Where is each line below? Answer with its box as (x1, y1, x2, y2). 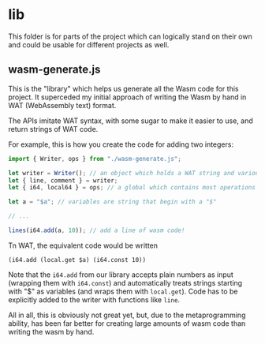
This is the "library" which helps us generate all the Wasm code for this (8, 84, 239, 93)
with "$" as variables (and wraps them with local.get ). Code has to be (8, 286, 238, 296)
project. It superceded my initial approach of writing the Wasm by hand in (8, 92, 247, 102)
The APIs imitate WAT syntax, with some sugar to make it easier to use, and (8, 116, 254, 125)
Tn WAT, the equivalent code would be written (8, 241, 159, 250)
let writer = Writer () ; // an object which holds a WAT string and (8, 169, 235, 177)
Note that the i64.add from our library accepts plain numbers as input (8, 270, 234, 279)
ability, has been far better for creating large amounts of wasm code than (8, 318, 246, 328)
